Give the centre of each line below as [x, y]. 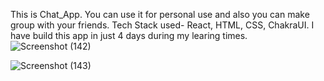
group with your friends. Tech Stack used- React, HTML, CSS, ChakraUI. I [162, 25]
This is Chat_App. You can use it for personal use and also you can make [160, 14]
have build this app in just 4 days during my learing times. [129, 35]
